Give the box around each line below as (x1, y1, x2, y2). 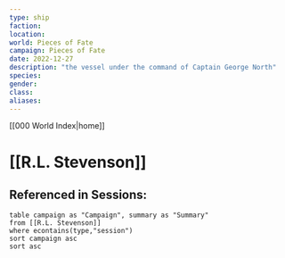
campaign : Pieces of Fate (9, 46, 105, 55)
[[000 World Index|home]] (9, 121, 105, 131)
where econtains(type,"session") (9, 227, 134, 236)
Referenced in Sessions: (9, 187, 148, 202)
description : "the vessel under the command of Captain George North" (9, 63, 277, 72)
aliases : (9, 96, 42, 105)
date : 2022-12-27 (9, 54, 74, 63)
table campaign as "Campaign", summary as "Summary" (9, 211, 209, 220)
